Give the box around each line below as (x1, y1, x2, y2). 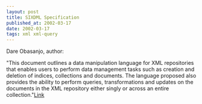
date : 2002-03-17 (6, 25, 50, 32)
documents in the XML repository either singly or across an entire (6, 85, 169, 92)
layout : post (6, 8, 39, 15)
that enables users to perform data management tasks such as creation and (6, 66, 195, 73)
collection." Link (6, 91, 45, 99)
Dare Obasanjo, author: (6, 47, 65, 55)
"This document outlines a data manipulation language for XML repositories (6, 60, 194, 67)
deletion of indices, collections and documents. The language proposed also (6, 72, 197, 79)
